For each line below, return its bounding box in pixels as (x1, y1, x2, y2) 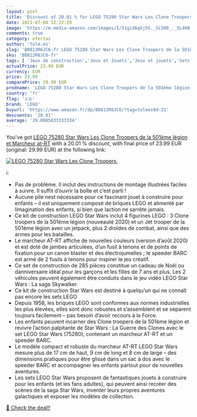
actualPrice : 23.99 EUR (6, 63, 64, 69)
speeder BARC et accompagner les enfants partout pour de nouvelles (14, 362, 184, 369)
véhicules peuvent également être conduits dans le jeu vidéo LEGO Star (14, 274, 188, 282)
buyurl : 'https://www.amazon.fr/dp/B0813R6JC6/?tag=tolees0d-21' (6, 107, 169, 113)
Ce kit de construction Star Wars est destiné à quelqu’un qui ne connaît (14, 287, 187, 294)
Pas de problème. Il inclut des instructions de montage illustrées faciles (14, 181, 187, 188)
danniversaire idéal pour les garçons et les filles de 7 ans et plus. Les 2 (14, 268, 186, 276)
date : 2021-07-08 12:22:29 (6, 19, 72, 25)
